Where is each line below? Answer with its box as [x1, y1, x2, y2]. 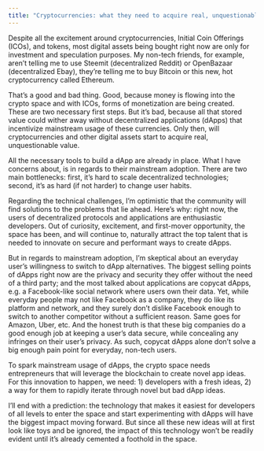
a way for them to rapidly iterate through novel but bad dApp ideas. [8, 385, 225, 394]
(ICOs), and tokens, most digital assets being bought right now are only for [8, 41, 250, 51]
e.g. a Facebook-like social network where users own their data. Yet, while [8, 286, 249, 296]
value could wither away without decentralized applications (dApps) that [8, 115, 243, 124]
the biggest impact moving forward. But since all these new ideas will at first [8, 417, 255, 427]
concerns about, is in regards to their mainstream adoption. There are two [8, 164, 247, 173]
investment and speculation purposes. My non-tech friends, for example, [8, 50, 245, 59]
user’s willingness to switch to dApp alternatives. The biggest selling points [8, 261, 251, 271]
